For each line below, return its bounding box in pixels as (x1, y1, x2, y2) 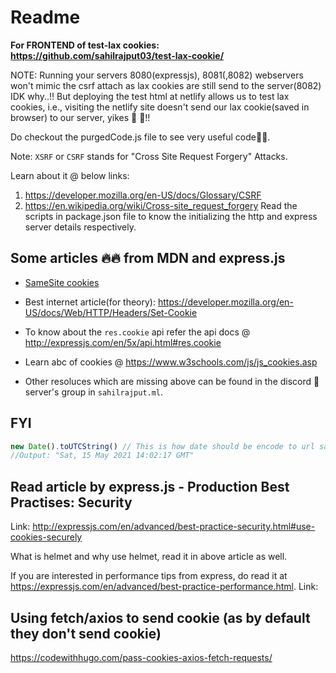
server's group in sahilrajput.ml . (24, 386, 164, 398)
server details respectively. (24, 221, 137, 233)
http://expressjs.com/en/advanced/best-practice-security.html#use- (32, 521, 316, 533)
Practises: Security (10, 494, 133, 511)
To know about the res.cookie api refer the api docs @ (24, 326, 251, 338)
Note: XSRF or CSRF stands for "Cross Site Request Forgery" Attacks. (10, 150, 288, 162)
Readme (10, 6, 81, 29)
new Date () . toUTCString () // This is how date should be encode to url (10, 441, 315, 451)
